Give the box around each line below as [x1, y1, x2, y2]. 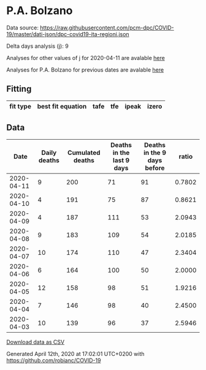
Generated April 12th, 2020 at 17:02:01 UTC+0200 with [6, 350, 145, 357]
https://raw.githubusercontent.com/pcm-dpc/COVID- [39, 24, 175, 31]
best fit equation [37, 102, 87, 110]
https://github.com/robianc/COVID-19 [6, 357, 101, 364]
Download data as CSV [6, 338, 65, 345]
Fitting [6, 84, 32, 94]
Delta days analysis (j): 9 [6, 42, 69, 50]
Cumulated [67, 148, 101, 157]
